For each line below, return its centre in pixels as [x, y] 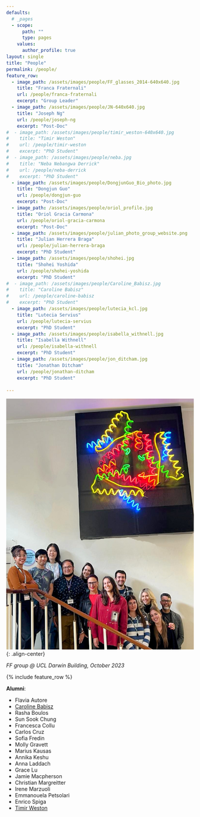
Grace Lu [26, 770]
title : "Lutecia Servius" [49, 315]
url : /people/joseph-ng [46, 119]
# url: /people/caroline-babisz [50, 296]
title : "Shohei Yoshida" [48, 265]
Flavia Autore [31, 700]
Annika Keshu [32, 757]
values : [26, 44]
